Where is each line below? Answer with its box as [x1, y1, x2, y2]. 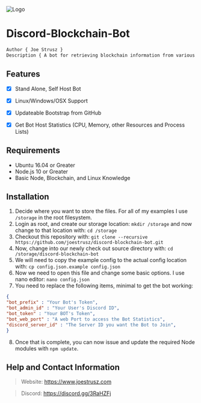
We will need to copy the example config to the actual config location [14, 257, 187, 264]
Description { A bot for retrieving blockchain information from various [6, 52, 196, 58]
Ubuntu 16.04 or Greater [14, 161, 75, 169]
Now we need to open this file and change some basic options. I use [14, 269, 185, 276]
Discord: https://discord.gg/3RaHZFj [20, 390, 111, 397]
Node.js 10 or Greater [14, 167, 68, 175]
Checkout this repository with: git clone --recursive [14, 233, 148, 240]
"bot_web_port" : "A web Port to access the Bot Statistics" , [6, 316, 165, 322]
